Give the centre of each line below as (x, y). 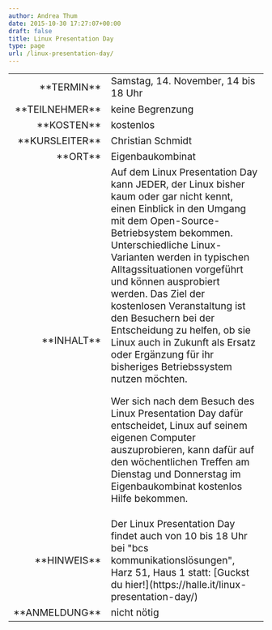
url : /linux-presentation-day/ (61, 54)
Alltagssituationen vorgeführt (177, 270)
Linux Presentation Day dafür (177, 413)
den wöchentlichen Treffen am (180, 462)
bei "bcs (130, 548)
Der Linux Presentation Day (173, 523)
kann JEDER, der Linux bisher (178, 184)
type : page (27, 46)
